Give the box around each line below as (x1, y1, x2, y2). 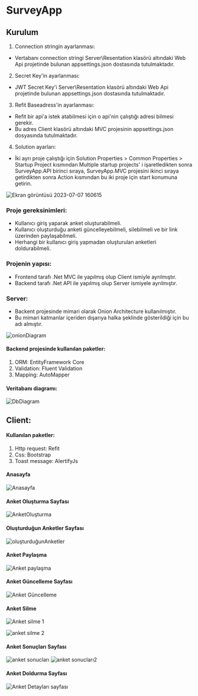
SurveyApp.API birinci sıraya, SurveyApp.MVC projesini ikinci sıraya (14, 167, 179, 174)
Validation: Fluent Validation (14, 365, 83, 372)
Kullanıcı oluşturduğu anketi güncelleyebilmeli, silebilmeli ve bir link (14, 226, 178, 233)
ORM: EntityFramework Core (14, 359, 85, 366)
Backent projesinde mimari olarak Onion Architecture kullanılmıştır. (14, 308, 177, 315)
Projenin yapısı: (6, 260, 52, 268)
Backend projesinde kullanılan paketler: (6, 345, 106, 353)
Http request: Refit (14, 445, 60, 452)
